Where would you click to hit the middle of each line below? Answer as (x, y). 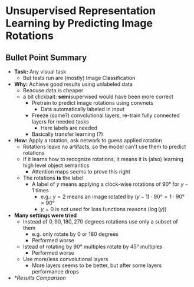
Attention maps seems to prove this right (81, 171)
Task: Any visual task (40, 71)
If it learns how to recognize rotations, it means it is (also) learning (103, 159)
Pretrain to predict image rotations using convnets (93, 103)
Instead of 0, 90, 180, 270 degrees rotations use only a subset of (100, 221)
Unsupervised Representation (80, 11)
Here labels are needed (69, 128)
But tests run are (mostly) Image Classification (79, 78)
